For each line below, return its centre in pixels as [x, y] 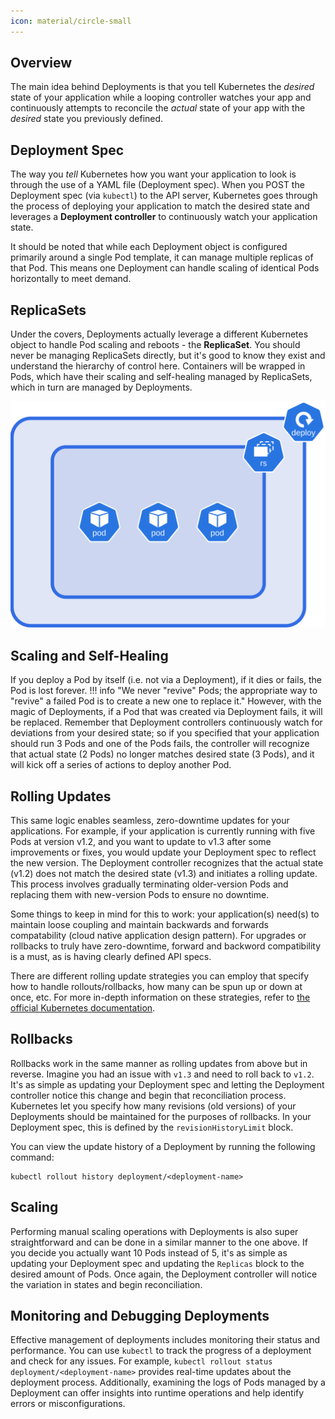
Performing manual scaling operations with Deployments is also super [154, 1231]
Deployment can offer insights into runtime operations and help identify [157, 1393]
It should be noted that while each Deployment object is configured [149, 247]
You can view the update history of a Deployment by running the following [163, 1146]
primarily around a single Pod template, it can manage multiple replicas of [162, 257]
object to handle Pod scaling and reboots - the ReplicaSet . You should [155, 345]
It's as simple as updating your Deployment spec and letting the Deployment [167, 1084]
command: [32, 1157]
